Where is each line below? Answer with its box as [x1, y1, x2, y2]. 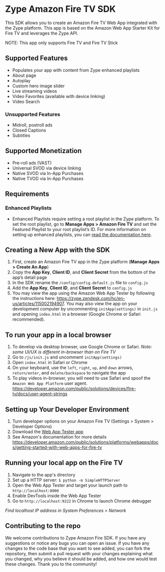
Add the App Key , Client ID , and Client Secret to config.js [12, 285, 132, 291]
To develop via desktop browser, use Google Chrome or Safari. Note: [12, 344, 152, 350]
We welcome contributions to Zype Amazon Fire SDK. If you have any [5, 535, 146, 540]
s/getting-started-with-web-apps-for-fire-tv [12, 444, 102, 450]
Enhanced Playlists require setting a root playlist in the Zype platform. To [12, 216, 160, 222]
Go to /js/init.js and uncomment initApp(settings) [12, 354, 122, 360]
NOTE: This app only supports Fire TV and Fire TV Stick [5, 39, 118, 45]
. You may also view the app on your [64, 301, 137, 306]
